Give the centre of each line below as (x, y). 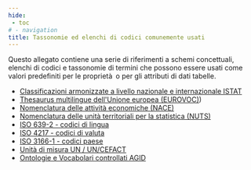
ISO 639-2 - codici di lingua (64, 125)
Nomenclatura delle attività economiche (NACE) (97, 108)
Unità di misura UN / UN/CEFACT (73, 150)
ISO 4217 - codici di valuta (62, 133)
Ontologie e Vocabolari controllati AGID (83, 158)
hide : (17, 15)
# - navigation (33, 30)
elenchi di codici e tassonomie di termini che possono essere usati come (125, 68)
